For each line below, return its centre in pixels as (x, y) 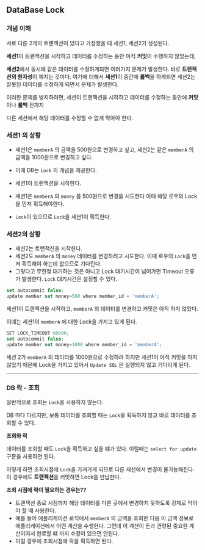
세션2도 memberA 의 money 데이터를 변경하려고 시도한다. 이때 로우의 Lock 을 (103, 256)
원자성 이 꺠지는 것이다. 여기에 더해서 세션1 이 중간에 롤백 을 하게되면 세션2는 (106, 76)
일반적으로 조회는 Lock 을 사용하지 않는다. (55, 402)
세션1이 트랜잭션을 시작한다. (48, 183)
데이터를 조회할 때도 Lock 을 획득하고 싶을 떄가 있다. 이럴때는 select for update (102, 449)
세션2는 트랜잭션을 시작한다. (49, 248)
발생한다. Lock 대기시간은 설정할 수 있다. (70, 279)
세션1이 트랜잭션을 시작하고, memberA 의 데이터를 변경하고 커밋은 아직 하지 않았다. (102, 309)
